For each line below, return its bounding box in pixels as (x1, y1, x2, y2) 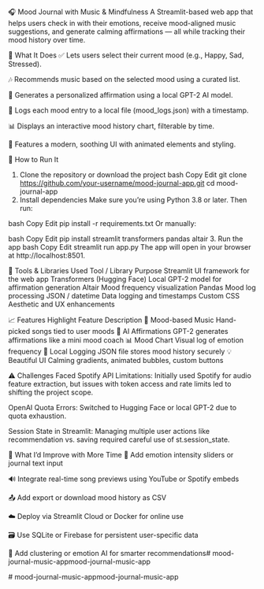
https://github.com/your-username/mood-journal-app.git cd (19, 179, 215, 187)
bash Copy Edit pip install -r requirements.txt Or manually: (8, 219, 197, 228)
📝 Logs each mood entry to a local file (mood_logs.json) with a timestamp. (8, 106, 249, 115)
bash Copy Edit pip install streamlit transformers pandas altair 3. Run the (8, 234, 244, 243)
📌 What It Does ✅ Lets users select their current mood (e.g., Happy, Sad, (8, 50, 244, 60)
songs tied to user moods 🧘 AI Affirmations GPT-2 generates (32, 327, 229, 335)
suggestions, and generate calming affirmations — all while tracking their (8, 27, 246, 36)
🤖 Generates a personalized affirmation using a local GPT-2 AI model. (8, 91, 233, 99)
